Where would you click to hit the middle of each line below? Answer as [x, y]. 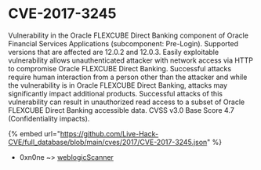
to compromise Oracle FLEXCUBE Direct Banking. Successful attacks [120, 68]
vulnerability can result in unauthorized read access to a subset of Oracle [127, 102]
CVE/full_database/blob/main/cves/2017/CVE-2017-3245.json [108, 142]
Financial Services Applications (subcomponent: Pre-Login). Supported [123, 43]
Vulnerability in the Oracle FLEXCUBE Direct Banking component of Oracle [129, 35]
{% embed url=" [34, 133]
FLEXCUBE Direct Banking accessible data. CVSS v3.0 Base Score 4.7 [121, 110]
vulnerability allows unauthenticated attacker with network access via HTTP [130, 60]
